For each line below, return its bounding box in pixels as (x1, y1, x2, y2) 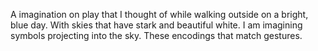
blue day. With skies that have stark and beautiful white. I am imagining (10, 19, 303, 31)
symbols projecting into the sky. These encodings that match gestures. (10, 30, 303, 41)
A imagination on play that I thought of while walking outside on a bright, (10, 9, 309, 20)
